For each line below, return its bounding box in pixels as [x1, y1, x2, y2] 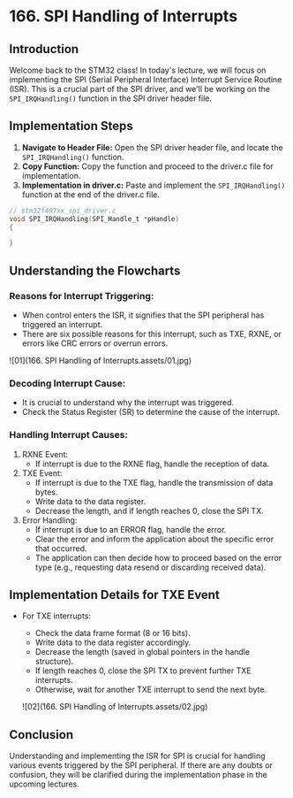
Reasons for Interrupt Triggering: [9, 289, 154, 302]
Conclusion [9, 727, 74, 742]
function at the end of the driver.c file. [21, 188, 161, 200]
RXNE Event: [21, 449, 69, 459]
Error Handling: [21, 515, 78, 526]
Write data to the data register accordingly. [34, 637, 192, 648]
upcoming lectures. [9, 779, 79, 789]
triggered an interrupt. [21, 319, 103, 329]
